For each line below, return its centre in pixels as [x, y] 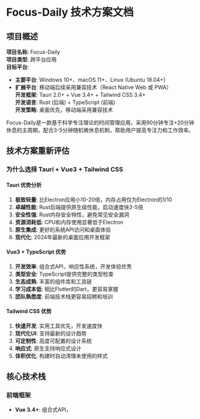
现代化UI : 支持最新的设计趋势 [51, 333]
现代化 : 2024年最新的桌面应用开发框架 [62, 237]
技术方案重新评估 [38, 151]
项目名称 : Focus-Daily [33, 52]
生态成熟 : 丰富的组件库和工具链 [53, 281]
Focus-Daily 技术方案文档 [70, 12]
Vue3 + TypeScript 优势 [36, 252]
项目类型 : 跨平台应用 [32, 60]
